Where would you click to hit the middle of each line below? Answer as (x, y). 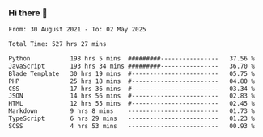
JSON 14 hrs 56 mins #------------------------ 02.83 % (131, 96)
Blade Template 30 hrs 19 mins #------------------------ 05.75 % (131, 73)
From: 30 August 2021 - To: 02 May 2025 (78, 30)
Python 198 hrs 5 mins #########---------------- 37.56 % (131, 59)
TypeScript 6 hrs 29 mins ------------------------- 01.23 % (131, 119)
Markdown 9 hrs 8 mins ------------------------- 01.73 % (131, 111)
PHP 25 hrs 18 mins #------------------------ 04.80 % (131, 81)
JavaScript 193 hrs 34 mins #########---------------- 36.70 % (131, 66)
